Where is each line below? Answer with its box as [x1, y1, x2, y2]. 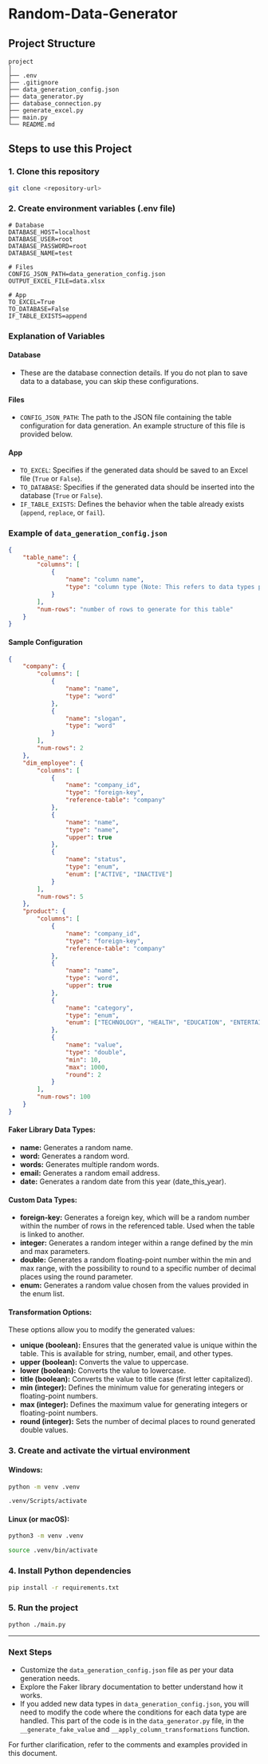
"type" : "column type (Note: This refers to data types [65, 583, 255, 591]
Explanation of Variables [8, 330, 105, 342]
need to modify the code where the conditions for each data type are [19, 1707, 247, 1717]
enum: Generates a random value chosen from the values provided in [19, 1280, 249, 1290]
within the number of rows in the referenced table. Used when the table [19, 1221, 255, 1231]
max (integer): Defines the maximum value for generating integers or [19, 1400, 248, 1410]
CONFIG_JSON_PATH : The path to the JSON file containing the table [19, 413, 232, 422]
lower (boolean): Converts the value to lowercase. [19, 1366, 186, 1375]
